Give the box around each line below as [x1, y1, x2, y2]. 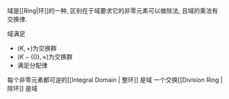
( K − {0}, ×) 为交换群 [17, 53, 74, 61]
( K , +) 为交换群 [17, 44, 57, 52]
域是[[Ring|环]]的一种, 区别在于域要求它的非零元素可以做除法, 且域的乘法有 [7, 7, 219, 14]
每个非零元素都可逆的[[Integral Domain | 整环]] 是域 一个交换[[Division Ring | [7, 76, 223, 84]
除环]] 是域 [7, 85, 38, 92]
